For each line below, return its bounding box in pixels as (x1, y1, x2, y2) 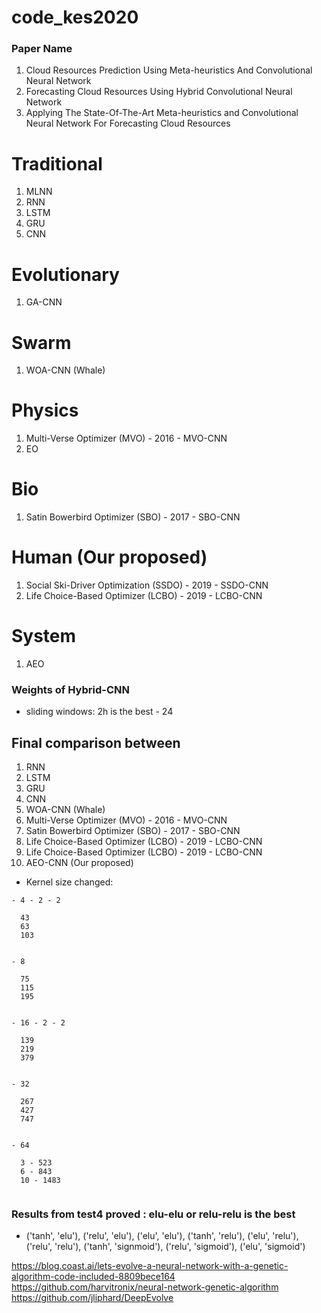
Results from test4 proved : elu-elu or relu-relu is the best (11, 1207, 296, 1221)
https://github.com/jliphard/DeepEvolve (11, 1292, 174, 1304)
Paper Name (11, 42, 73, 56)
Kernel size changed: (25, 876, 114, 888)
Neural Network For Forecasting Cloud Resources (25, 117, 231, 130)
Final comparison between (11, 734, 181, 751)
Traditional (11, 152, 103, 175)
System (11, 625, 77, 648)
